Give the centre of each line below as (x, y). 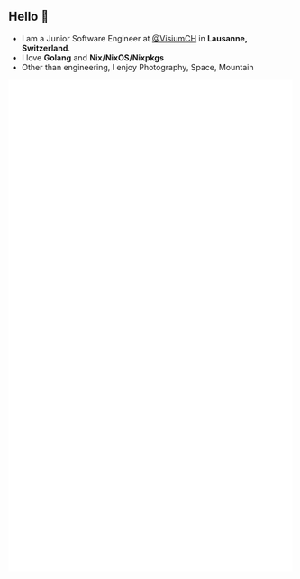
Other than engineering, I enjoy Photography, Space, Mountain (137, 67)
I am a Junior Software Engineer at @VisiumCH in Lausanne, (134, 38)
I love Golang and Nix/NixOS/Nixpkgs (92, 57)
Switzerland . (46, 48)
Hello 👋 (29, 17)
